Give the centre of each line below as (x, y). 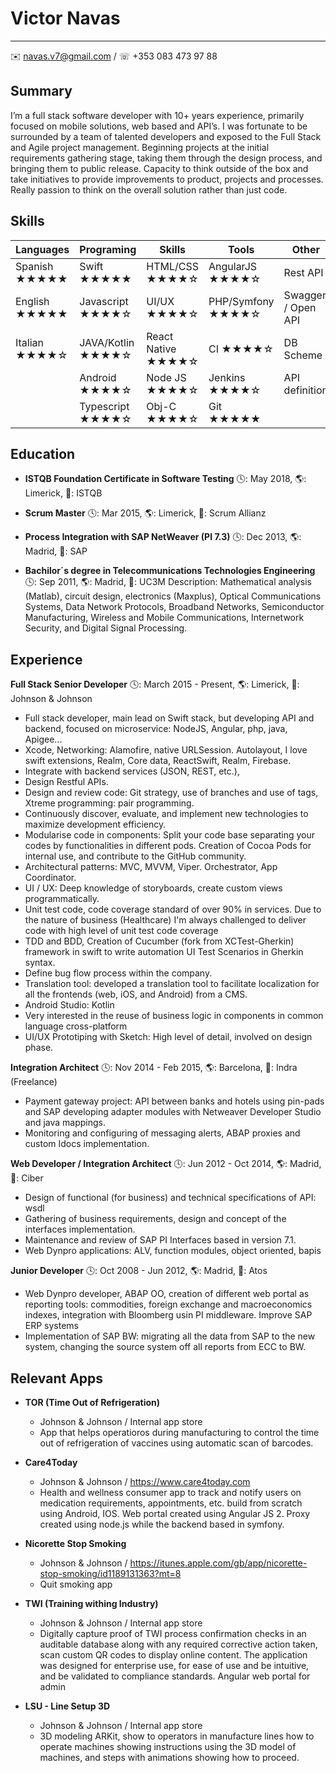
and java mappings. (65, 1123)
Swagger (305, 295)
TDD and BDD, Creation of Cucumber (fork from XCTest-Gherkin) (159, 941)
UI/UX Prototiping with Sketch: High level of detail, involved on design (168, 1037)
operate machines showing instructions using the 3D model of (168, 1746)
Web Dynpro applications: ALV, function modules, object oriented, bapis (173, 1251)
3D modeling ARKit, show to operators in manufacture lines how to (177, 1736)
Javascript (104, 301)
